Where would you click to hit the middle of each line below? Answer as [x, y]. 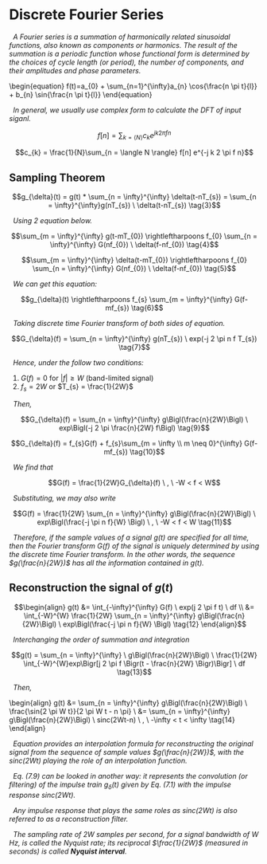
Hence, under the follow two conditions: [78, 363]
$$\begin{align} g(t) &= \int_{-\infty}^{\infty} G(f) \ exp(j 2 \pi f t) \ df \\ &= [134, 607]
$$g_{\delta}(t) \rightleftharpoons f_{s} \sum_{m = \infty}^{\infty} [126, 300]
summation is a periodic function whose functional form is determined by [129, 53]
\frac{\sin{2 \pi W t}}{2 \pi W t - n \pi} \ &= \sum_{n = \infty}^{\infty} [120, 711]
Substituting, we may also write [64, 498]
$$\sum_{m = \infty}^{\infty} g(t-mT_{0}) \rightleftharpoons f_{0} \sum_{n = [134, 236]
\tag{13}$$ [134, 672]
